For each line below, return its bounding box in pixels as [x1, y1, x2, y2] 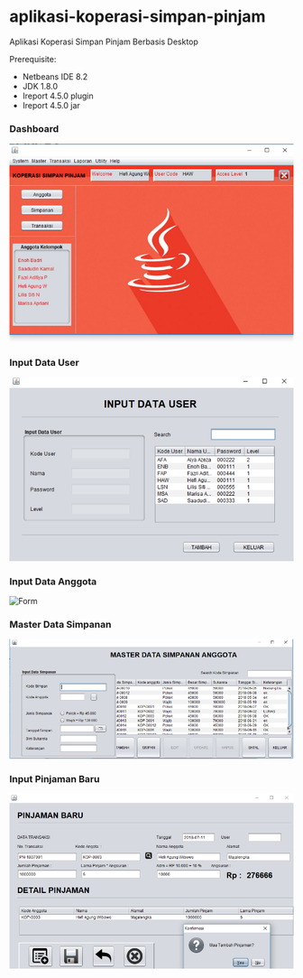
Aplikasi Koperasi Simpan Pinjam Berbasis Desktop [9, 36, 198, 47]
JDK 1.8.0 [22, 80, 59, 91]
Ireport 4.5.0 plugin [22, 90, 95, 101]
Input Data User [9, 357, 79, 369]
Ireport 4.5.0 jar [22, 99, 81, 110]
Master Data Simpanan [9, 619, 112, 631]
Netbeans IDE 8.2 [22, 70, 88, 82]
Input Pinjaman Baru [9, 772, 100, 785]
